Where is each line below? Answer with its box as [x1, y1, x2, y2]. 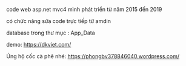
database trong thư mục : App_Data [6, 29, 95, 36]
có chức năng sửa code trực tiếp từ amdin [6, 18, 111, 24]
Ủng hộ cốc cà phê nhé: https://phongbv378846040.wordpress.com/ [6, 53, 180, 60]
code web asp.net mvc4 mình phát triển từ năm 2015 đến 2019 [6, 6, 162, 13]
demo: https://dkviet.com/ [6, 41, 71, 48]
